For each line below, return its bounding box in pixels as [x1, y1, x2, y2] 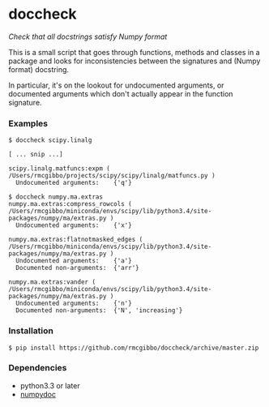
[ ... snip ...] [8, 151, 63, 159]
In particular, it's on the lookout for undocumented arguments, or [8, 80, 224, 90]
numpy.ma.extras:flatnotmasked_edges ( [8, 236, 143, 244]
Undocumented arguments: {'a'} [15, 257, 132, 265]
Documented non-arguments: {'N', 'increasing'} [15, 306, 183, 315]
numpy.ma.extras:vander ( [8, 278, 96, 286]
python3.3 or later [19, 380, 80, 390]
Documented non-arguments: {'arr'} [15, 264, 139, 272]
